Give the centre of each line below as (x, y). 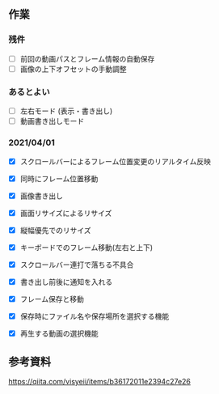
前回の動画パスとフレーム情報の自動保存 (87, 58)
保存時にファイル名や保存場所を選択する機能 (95, 316)
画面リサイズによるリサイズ (66, 213)
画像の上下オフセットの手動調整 (73, 69)
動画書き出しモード (52, 121)
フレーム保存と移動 (52, 299)
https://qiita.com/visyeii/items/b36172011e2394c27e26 (100, 382)
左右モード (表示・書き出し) (66, 111)
